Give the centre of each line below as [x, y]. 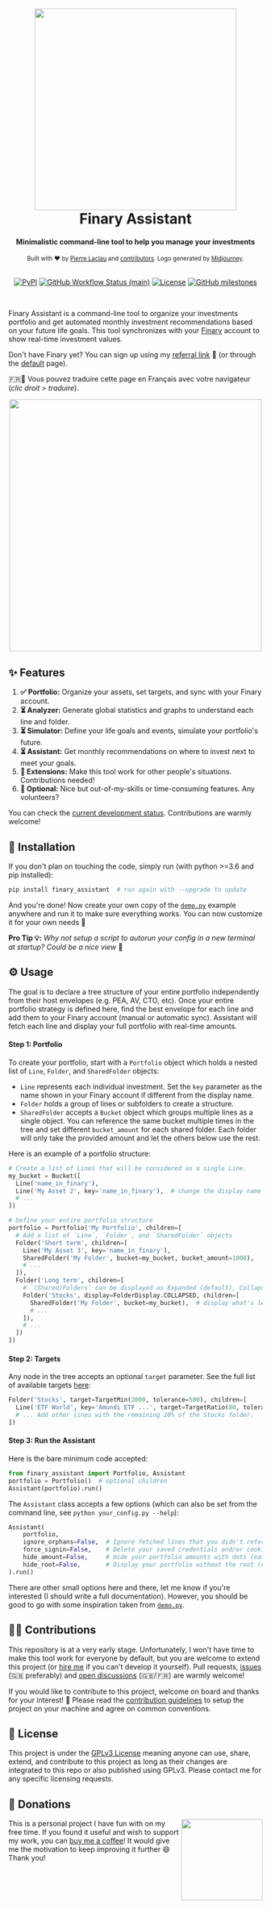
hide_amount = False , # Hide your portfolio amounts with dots [135, 1557]
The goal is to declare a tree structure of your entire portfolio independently [134, 991]
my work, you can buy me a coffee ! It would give [89, 1841]
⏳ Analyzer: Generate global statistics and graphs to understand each [137, 711]
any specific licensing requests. [61, 1779]
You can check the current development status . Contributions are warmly [130, 813]
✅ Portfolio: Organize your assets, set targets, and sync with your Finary [141, 692]
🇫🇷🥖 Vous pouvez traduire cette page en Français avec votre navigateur [130, 379]
